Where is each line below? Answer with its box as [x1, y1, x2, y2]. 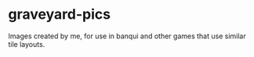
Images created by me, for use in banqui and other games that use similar [8, 31, 246, 41]
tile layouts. [8, 39, 45, 48]
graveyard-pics [8, 5, 111, 23]
